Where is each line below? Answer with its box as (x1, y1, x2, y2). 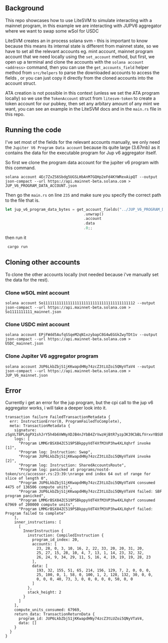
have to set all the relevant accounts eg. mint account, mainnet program (5, 48, 153, 54)
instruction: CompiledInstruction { (27, 533, 104, 538)
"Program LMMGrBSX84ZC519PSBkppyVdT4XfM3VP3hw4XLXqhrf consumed (18, 498, 155, 503)
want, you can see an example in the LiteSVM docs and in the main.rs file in (5, 106, 161, 112)
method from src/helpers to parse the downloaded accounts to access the (5, 70, 160, 76)
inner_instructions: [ (14, 520, 61, 525)
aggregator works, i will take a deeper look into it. (5, 405, 107, 411)
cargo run (7, 244, 28, 249)
